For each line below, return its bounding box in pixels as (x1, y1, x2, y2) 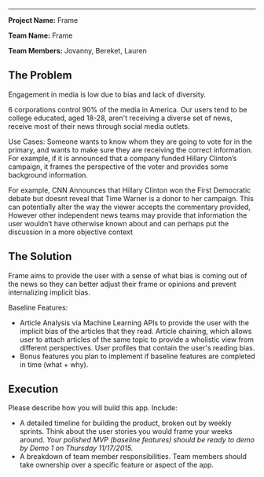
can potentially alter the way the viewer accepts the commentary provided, (8, 202, 251, 211)
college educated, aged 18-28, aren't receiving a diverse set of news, (8, 113, 233, 123)
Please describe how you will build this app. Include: (8, 403, 178, 413)
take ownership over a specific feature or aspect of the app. (19, 460, 214, 470)
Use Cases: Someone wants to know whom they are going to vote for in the (8, 137, 253, 146)
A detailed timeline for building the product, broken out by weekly (19, 418, 232, 428)
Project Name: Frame (8, 16, 79, 24)
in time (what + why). (19, 359, 89, 369)
